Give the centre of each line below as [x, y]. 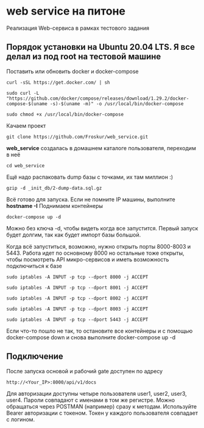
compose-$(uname [27, 104]
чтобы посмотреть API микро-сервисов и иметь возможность [88, 259]
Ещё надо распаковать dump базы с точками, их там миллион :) [90, 177]
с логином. [21, 419]
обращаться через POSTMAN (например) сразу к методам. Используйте [101, 406]
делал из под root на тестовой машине [84, 57]
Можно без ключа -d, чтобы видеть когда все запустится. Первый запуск [102, 228]
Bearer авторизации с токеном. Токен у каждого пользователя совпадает [102, 413]
